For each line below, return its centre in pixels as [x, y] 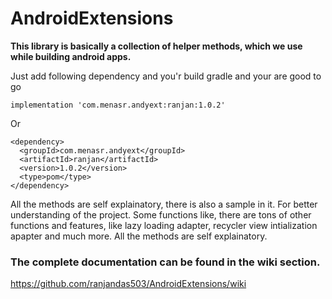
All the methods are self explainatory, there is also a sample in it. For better [164, 204]
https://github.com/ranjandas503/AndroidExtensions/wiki [128, 284]
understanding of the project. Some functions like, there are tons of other [161, 214]
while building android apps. [71, 56]
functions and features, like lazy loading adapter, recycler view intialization [164, 225]
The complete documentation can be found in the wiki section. [165, 262]
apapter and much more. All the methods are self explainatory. [139, 236]
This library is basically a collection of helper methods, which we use [156, 46]
